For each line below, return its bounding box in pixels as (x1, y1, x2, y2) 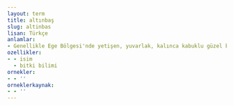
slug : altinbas (7, 23, 52, 30)
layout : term (7, 10, 45, 17)
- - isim (7, 56, 33, 63)
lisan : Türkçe (7, 29, 49, 37)
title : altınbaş (7, 17, 54, 24)
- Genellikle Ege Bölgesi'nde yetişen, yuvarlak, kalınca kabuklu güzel (7, 43, 223, 50)
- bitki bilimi (13, 62, 58, 69)
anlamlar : (7, 36, 36, 43)
